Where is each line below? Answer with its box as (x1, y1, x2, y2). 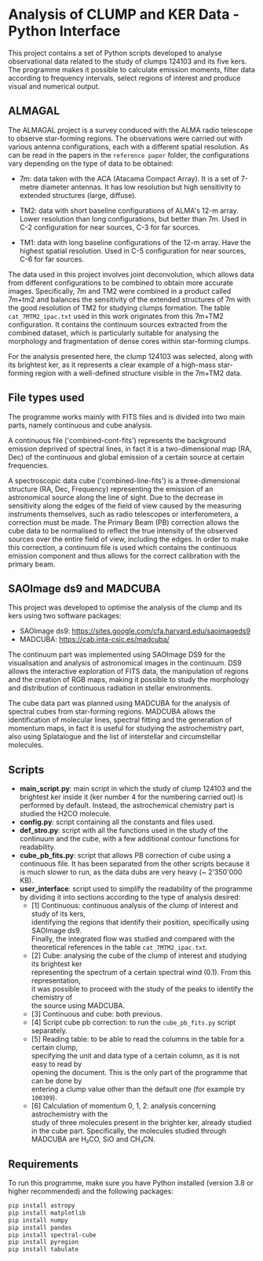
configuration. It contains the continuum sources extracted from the (8, 320, 228, 329)
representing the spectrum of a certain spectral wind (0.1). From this (31, 968, 251, 977)
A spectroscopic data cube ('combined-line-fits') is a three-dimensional (8, 475, 241, 485)
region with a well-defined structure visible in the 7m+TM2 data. (35, 368, 243, 378)
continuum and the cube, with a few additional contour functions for (19, 834, 239, 844)
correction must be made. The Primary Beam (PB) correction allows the (8, 517, 239, 527)
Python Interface (8, 22, 121, 40)
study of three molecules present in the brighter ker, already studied (31, 1118, 252, 1127)
